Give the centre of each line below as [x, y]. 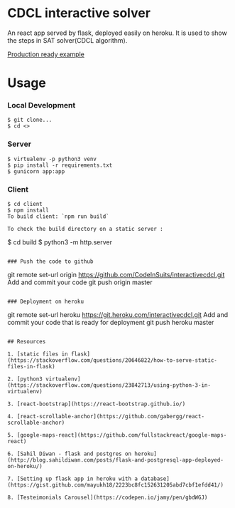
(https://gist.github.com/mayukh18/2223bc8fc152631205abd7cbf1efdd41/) [115, 485]
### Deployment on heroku [45, 302]
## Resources [27, 342]
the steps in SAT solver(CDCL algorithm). [67, 40]
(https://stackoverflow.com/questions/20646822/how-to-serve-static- [113, 361]
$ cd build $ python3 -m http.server [60, 242]
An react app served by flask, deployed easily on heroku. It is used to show [117, 33]
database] [155, 479]
